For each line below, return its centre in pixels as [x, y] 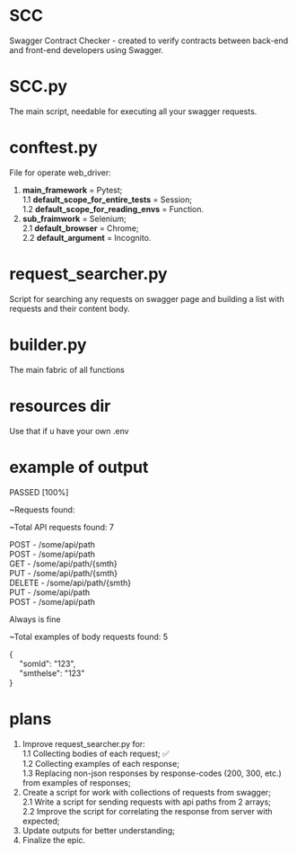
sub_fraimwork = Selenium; [74, 218]
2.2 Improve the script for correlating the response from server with [147, 811]
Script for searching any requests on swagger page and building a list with [147, 298]
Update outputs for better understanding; [98, 830]
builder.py [48, 345]
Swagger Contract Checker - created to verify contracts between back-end [149, 40]
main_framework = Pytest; [72, 190]
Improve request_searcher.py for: [83, 743]
